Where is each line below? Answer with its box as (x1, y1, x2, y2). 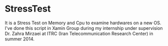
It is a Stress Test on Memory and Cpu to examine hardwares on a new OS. (5, 20, 161, 26)
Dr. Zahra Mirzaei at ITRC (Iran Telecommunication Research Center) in (5, 30, 153, 36)
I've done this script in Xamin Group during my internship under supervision (5, 25, 163, 31)
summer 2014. (5, 36, 35, 42)
